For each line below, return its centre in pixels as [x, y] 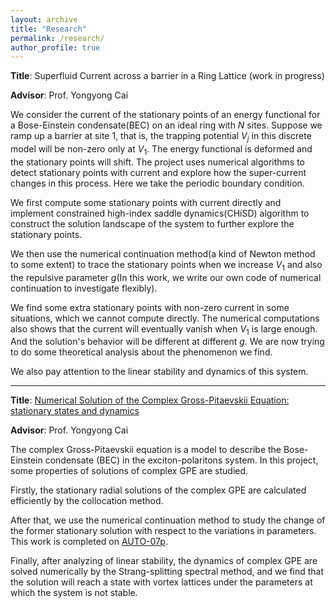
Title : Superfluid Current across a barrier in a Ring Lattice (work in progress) [167, 76]
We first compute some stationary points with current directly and [146, 202]
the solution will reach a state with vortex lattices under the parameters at [161, 582]
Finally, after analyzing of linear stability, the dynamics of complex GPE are [164, 561]
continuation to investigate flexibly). [84, 288]
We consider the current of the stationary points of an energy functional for [165, 115]
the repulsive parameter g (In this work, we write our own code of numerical [166, 277]
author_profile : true [55, 47]
